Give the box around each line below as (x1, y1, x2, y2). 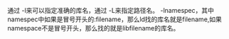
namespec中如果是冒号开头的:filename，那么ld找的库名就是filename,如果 (7, 15, 223, 23)
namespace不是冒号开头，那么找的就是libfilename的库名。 (7, 24, 180, 32)
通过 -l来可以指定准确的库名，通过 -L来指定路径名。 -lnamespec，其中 (7, 6, 215, 14)
